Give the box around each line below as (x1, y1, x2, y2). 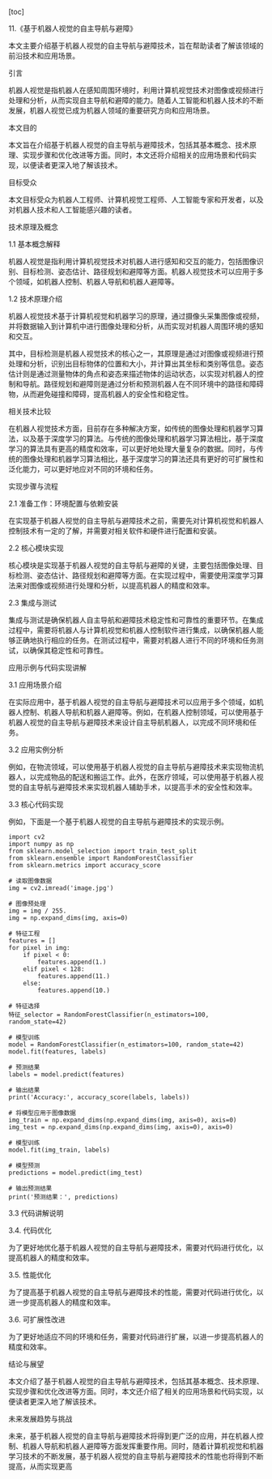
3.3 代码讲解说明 (8, 1208, 64, 1218)
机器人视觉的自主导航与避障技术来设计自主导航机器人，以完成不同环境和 (8, 717, 249, 727)
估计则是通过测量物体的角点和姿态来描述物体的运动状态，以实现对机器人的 (8, 369, 257, 378)
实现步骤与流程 (8, 481, 58, 491)
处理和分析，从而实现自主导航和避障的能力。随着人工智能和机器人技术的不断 (8, 96, 264, 105)
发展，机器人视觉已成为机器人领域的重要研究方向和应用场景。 (8, 105, 215, 115)
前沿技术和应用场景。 (8, 51, 79, 60)
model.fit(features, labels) (8, 1048, 107, 1056)
